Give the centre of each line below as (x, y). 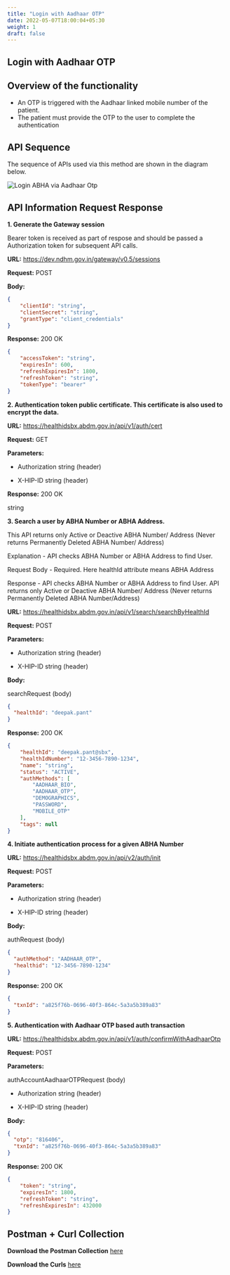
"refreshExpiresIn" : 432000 (61, 1205)
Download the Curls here (44, 1264)
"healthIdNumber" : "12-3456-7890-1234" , (80, 759)
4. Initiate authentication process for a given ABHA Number (96, 844)
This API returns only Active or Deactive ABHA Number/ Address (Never (111, 535)
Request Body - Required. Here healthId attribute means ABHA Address (110, 569)
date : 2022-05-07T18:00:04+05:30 (56, 20)
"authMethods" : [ (45, 778)
